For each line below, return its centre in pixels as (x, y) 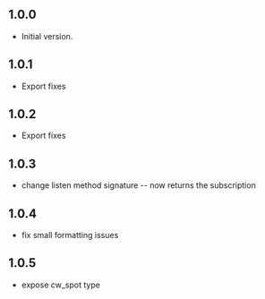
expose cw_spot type (60, 285)
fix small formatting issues (70, 235)
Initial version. (47, 36)
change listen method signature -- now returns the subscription (138, 185)
